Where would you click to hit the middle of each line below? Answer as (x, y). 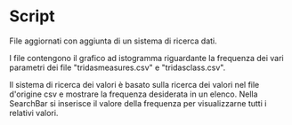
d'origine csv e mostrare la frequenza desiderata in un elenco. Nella (134, 94)
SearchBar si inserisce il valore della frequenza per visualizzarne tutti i (138, 103)
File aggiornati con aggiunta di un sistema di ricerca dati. (114, 41)
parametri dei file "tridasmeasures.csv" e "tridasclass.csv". (118, 67)
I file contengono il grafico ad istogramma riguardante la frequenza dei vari (146, 58)
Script (32, 16)
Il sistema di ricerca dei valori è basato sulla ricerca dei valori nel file (134, 84)
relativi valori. (34, 113)
